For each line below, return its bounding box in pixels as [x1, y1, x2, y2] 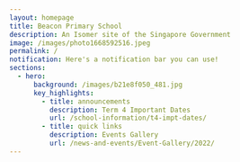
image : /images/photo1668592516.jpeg [9, 38, 151, 48]
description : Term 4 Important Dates [49, 105, 191, 114]
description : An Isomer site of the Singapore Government [9, 30, 231, 39]
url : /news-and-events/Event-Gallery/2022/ [49, 139, 216, 148]
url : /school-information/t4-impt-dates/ [49, 113, 207, 122]
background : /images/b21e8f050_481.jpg [32, 80, 182, 89]
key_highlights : [32, 88, 94, 97]
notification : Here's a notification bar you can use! [9, 55, 219, 64]
